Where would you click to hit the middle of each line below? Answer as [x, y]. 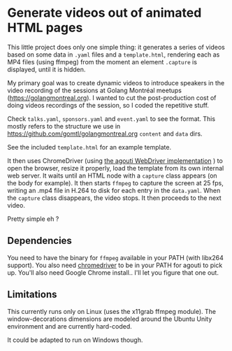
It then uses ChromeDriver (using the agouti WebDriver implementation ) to [115, 160]
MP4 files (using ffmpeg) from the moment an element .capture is [102, 62]
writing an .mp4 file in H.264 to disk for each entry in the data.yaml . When [114, 190]
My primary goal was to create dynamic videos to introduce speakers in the [116, 83]
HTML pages [45, 28]
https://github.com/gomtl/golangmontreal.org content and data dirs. [105, 134]
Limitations [32, 295]
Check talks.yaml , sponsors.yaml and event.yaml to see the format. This [111, 119]
